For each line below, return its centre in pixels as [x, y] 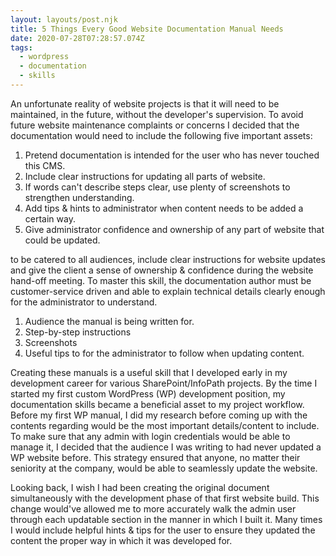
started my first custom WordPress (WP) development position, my [148, 393]
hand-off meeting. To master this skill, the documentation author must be [161, 280]
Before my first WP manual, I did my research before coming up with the [159, 415]
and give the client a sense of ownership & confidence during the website [162, 270]
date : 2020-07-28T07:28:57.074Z [77, 38]
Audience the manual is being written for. [109, 321]
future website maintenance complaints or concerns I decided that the [155, 125]
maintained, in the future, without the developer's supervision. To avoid [157, 114]
